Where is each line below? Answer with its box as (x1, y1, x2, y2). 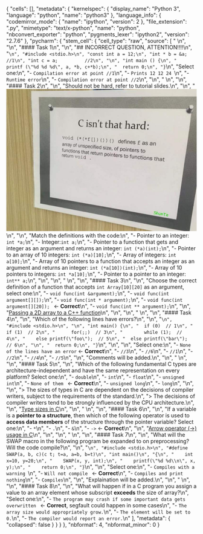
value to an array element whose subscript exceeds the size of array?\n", (6, 489, 189, 497)
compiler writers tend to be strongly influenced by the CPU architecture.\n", (6, 399, 195, 406)
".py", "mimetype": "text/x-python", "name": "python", (6, 24, 140, 31)
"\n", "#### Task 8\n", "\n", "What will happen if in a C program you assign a (6, 483, 197, 490)
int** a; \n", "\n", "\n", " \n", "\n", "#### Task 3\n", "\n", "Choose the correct (6, 277, 197, 284)
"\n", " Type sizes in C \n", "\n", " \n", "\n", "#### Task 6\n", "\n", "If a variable (6, 405, 197, 413)
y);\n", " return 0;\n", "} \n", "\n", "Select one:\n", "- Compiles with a (6, 463, 195, 471)
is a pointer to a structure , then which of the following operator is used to (6, 412, 190, 419)
